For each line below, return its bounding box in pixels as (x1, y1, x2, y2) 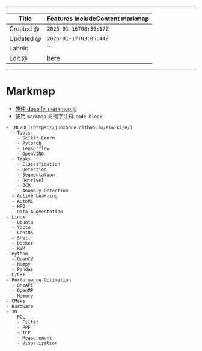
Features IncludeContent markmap (47, 14, 149, 23)
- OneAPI (11, 282, 34, 288)
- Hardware (6, 303, 34, 310)
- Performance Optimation (6, 277, 71, 283)
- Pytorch (17, 140, 42, 146)
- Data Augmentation (11, 209, 63, 215)
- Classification (17, 161, 61, 167)
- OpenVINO (17, 151, 44, 157)
